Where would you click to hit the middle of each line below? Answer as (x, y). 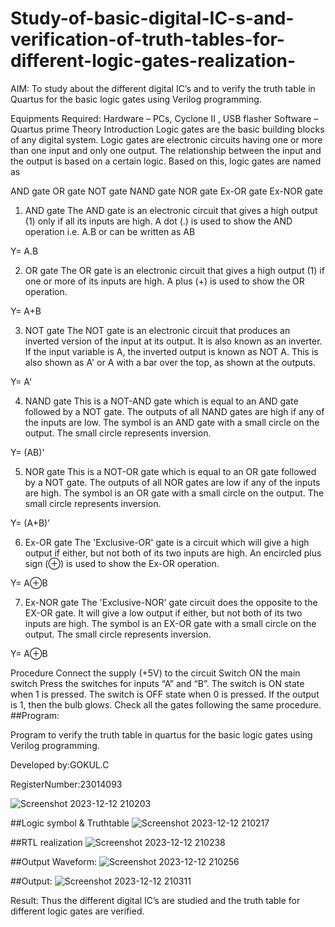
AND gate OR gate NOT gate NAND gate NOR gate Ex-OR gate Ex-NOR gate (166, 191)
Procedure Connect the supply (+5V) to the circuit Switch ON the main (155, 673)
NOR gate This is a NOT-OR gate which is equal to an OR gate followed (170, 471)
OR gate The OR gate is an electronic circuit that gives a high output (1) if (174, 270)
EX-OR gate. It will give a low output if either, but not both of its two (163, 613)
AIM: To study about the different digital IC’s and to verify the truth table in (163, 88)
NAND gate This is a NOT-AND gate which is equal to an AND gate (161, 401)
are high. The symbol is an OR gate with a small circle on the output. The (174, 493)
